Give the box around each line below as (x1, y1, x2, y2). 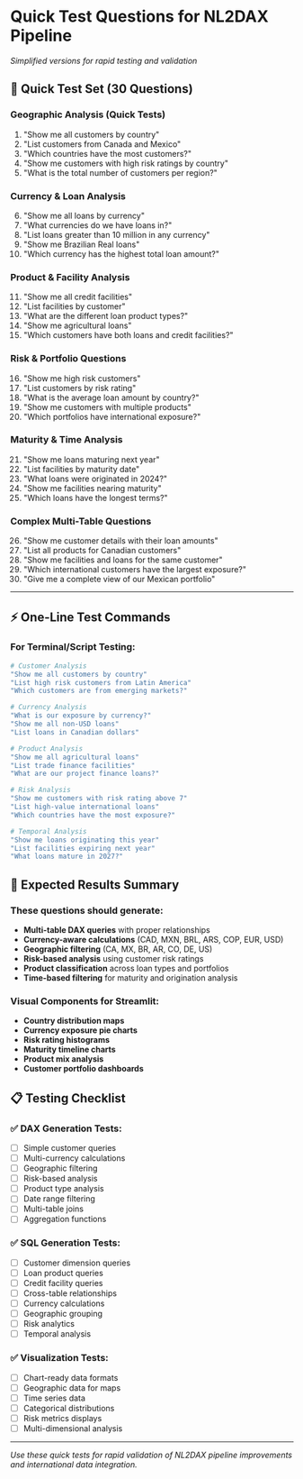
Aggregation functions (22, 1214, 107, 1225)
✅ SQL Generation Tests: (10, 1237, 120, 1249)
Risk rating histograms (22, 1035, 111, 1045)
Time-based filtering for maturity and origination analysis (22, 972, 238, 983)
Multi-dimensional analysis (22, 1422, 123, 1434)
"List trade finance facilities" (10, 761, 136, 770)
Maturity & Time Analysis (10, 434, 124, 446)
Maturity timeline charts (22, 1044, 116, 1055)
